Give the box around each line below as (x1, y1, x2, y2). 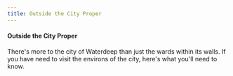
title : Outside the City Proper (7, 10, 102, 17)
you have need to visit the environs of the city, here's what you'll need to (7, 54, 218, 63)
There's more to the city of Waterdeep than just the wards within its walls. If (7, 47, 226, 56)
